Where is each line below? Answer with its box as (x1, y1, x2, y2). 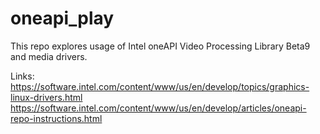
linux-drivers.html (10, 91, 83, 103)
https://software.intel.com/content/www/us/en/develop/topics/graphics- (10, 80, 310, 92)
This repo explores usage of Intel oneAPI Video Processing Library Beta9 (10, 40, 311, 52)
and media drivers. (10, 50, 88, 62)
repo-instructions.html (10, 112, 103, 124)
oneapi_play (10, 7, 115, 30)
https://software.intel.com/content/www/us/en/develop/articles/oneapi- (10, 102, 307, 114)
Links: (10, 70, 35, 82)
